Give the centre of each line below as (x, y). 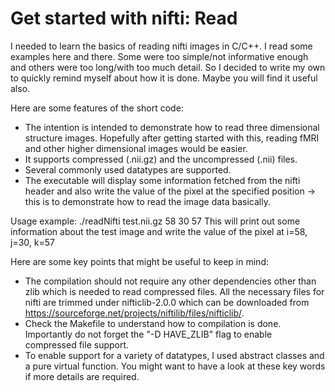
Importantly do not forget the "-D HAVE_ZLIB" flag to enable (148, 334)
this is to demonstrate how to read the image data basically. (147, 201)
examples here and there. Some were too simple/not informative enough (159, 56)
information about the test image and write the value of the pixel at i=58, (159, 231)
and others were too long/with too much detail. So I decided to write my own (168, 67)
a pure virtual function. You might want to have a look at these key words (175, 366)
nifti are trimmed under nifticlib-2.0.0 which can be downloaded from (167, 302)
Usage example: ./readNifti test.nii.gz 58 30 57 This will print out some (155, 221)
